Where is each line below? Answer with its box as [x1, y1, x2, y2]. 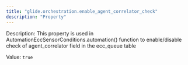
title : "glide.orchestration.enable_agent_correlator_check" [6, 8, 158, 15]
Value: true [6, 53, 33, 60]
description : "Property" [6, 14, 67, 20]
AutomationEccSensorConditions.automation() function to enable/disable [6, 36, 182, 43]
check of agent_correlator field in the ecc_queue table [6, 42, 136, 49]
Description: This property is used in [6, 30, 94, 37]
